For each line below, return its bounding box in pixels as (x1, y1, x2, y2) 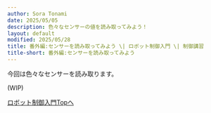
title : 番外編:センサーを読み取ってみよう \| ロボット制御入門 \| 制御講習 (7, 43, 204, 50)
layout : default (7, 29, 55, 37)
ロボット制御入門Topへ (7, 98, 74, 106)
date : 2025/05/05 (7, 17, 58, 24)
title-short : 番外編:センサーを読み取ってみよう (7, 50, 135, 57)
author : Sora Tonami (7, 10, 68, 18)
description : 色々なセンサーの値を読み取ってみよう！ (7, 23, 148, 30)
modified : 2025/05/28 (7, 36, 71, 44)
